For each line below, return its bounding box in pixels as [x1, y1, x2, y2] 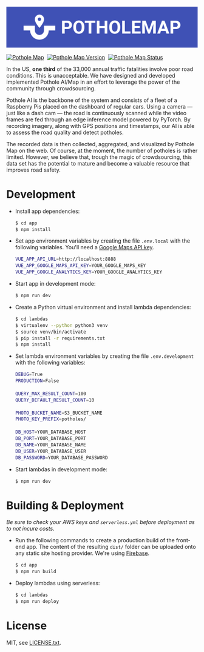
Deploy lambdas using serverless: [15, 580, 100, 587]
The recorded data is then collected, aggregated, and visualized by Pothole [6, 140, 195, 147]
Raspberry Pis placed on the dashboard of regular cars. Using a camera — [6, 103, 193, 110]
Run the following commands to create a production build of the [15, 537, 175, 544]
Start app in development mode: [15, 280, 96, 287]
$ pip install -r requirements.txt [15, 335, 106, 341]
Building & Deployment [6, 499, 124, 513]
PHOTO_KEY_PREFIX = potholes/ [15, 416, 86, 422]
